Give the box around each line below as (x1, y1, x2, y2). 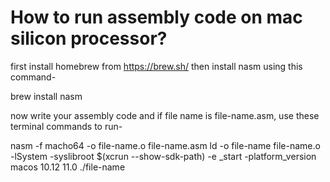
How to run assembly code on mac (10, 6, 303, 29)
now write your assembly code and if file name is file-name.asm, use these (10, 109, 320, 121)
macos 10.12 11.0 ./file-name (10, 161, 126, 173)
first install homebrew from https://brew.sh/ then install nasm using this (10, 60, 303, 72)
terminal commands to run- (10, 120, 123, 132)
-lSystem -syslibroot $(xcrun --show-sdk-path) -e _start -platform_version (10, 150, 317, 162)
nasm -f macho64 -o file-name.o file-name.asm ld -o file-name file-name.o (10, 139, 321, 151)
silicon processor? (10, 27, 168, 50)
